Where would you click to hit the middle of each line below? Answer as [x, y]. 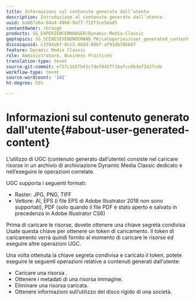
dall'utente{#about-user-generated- [98, 130]
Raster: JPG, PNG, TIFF [43, 194]
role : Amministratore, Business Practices [59, 56]
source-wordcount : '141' [37, 77]
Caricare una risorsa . [41, 273]
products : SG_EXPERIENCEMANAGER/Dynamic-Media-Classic [75, 34]
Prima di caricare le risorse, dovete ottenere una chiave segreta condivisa [96, 225]
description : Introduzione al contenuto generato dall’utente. [86, 17]
